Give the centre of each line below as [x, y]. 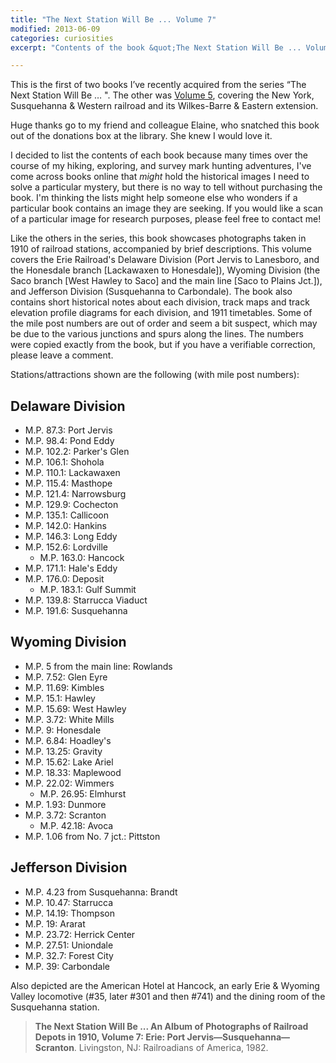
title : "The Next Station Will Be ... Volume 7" [113, 19]
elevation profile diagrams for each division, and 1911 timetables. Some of [161, 313]
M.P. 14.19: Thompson [69, 913]
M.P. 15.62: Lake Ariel [69, 762]
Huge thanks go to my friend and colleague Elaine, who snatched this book [165, 125]
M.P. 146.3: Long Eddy [71, 537]
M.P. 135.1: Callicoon [66, 515]
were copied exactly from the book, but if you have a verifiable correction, [163, 345]
